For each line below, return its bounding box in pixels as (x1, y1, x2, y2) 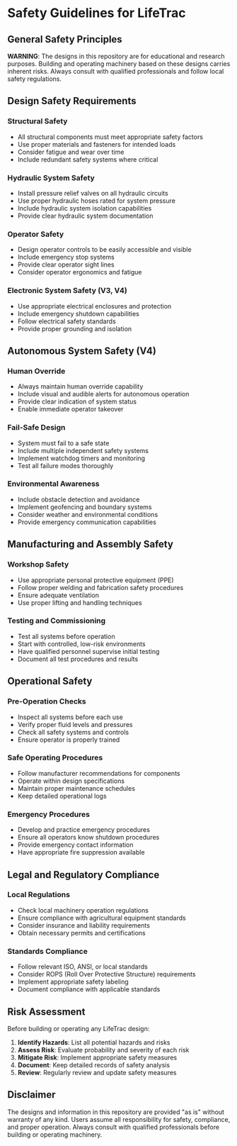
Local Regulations (7, 890, 71, 900)
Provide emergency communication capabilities (17, 518, 157, 526)
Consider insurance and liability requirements (17, 920, 151, 930)
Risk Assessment (7, 1006, 86, 1018)
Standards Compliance (7, 946, 88, 956)
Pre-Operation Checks (7, 696, 86, 706)
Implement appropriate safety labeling (17, 977, 129, 986)
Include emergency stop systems (17, 253, 115, 262)
